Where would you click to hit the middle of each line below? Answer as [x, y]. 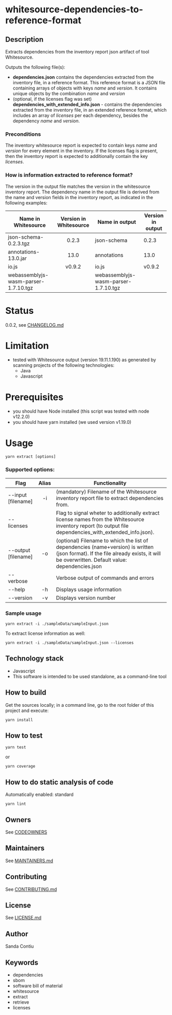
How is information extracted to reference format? [69, 175]
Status [20, 310]
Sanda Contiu [20, 946]
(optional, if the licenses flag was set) [52, 99]
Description [24, 39]
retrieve [21, 1002]
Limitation [27, 345]
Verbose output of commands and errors [105, 578]
